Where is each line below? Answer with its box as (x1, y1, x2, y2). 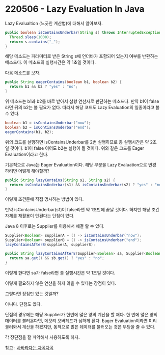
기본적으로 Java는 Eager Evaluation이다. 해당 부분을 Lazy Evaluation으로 (5, 162, 147, 167)
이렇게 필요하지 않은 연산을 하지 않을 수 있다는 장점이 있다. (5, 280, 116, 286)
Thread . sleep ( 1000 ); (9, 34, 52, 40)
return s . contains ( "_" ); (9, 39, 60, 44)
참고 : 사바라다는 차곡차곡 (5, 345, 54, 351)
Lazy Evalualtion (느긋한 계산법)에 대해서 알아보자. (5, 20, 103, 26)
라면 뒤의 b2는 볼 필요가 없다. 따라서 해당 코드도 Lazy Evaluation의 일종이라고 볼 (5, 105, 160, 110)
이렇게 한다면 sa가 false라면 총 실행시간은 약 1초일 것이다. (5, 270, 115, 275)
